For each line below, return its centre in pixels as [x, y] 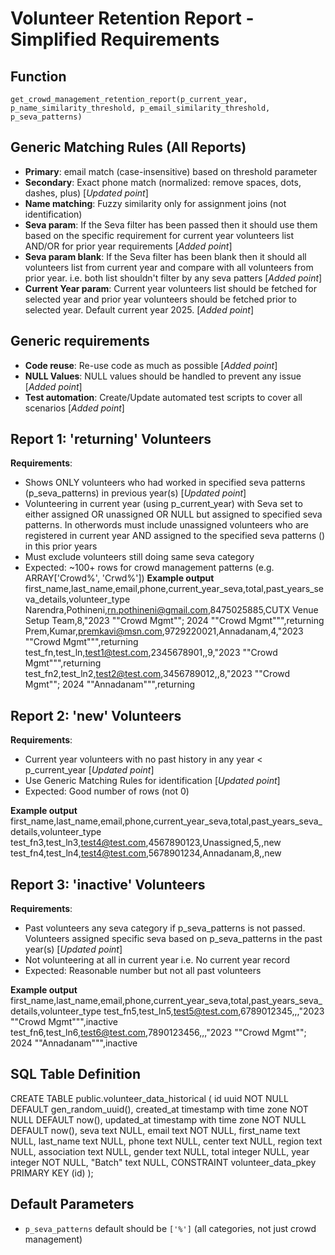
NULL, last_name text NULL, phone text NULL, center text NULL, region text [166, 1141]
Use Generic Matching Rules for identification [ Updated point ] [152, 781]
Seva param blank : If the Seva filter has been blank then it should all [165, 256]
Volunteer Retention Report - [132, 18]
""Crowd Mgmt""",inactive [64, 1022]
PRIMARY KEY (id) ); [52, 1173]
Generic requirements [80, 341]
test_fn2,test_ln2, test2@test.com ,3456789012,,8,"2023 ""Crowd [157, 674]
